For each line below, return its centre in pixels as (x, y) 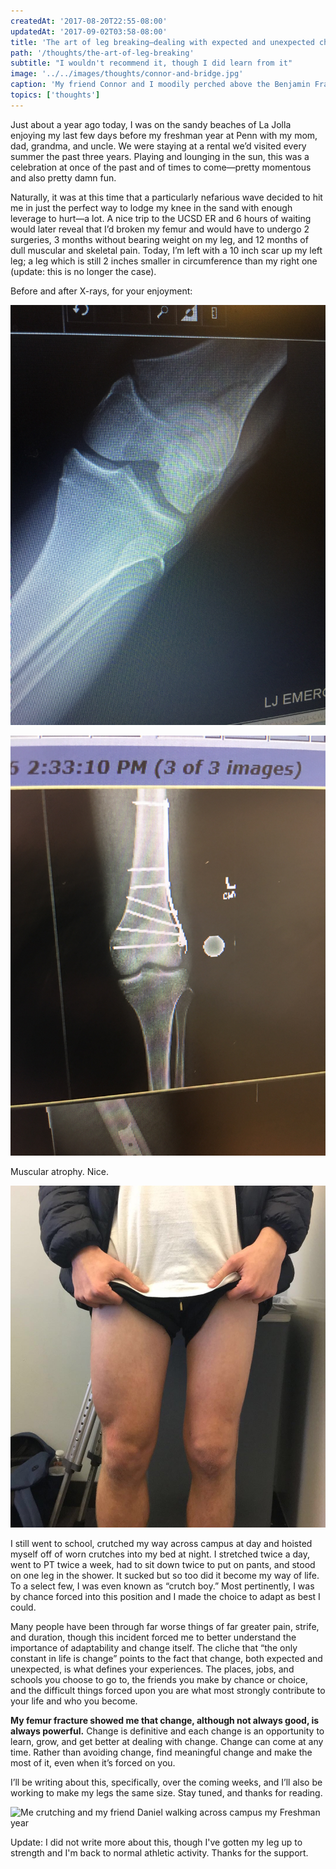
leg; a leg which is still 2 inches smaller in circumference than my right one (164, 261)
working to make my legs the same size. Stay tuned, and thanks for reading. (166, 1793)
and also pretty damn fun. (63, 177)
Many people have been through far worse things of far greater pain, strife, (165, 1627)
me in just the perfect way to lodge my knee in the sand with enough (151, 207)
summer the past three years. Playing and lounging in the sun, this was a (160, 156)
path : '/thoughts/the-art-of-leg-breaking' (102, 53)
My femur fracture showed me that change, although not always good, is (165, 1721)
